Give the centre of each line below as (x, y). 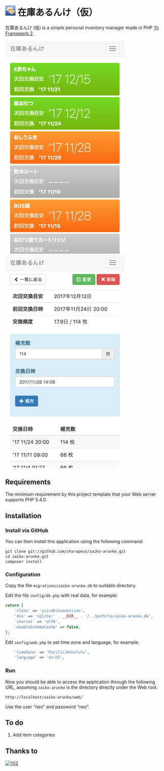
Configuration (23, 574)
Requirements (28, 482)
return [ (14, 606)
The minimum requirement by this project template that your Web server (81, 494)
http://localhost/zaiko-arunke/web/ (44, 697)
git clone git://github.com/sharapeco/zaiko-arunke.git (65, 551)
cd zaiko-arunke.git (27, 557)
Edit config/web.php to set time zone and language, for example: (72, 642)
